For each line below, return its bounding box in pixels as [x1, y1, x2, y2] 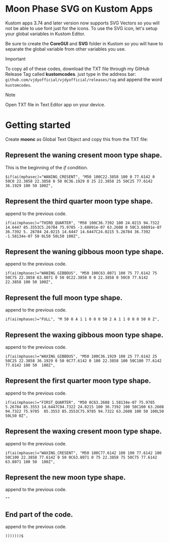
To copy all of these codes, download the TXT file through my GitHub [5, 66, 150, 72]
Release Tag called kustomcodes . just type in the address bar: [5, 71, 137, 77]
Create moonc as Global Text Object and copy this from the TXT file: [5, 136, 148, 142]
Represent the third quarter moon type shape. [5, 197, 153, 206]
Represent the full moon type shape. [5, 293, 123, 302]
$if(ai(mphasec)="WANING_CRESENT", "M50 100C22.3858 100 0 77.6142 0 [5, 174, 155, 179]
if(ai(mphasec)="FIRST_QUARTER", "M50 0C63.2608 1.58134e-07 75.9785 [5, 400, 155, 405]
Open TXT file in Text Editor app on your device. [5, 101, 105, 107]
